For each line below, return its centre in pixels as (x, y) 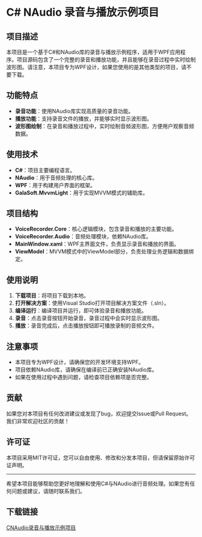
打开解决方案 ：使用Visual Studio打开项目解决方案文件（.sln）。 (92, 303)
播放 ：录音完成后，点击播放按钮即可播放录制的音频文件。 (86, 326)
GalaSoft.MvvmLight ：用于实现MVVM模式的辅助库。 (81, 193)
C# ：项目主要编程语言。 (45, 170)
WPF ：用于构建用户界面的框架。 (55, 185)
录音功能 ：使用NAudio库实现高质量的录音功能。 (74, 111)
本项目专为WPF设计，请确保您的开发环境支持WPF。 (79, 362)
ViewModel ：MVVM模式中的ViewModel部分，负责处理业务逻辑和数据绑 (104, 252)
